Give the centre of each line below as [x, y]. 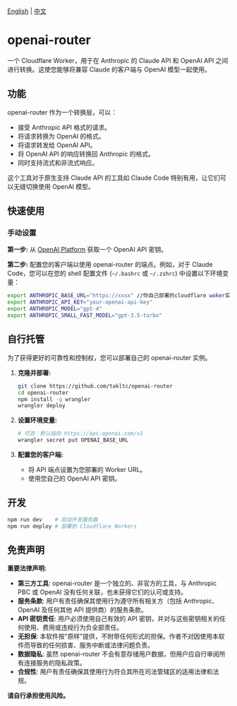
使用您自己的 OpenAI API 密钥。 [74, 478]
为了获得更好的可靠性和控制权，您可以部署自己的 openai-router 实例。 [109, 357]
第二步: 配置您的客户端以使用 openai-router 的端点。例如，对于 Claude [110, 265]
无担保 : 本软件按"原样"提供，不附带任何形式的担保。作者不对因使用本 [118, 637]
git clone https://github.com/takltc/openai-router [95, 386]
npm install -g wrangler [54, 399]
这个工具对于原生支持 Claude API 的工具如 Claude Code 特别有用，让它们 [114, 178]
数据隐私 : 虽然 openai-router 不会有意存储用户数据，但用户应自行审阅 [119, 654]
